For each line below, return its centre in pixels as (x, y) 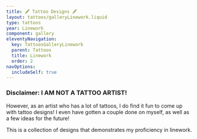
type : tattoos (24, 22)
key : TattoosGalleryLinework (47, 45)
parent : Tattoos (31, 50)
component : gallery (30, 34)
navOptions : (21, 67)
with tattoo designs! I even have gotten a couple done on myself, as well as (98, 112)
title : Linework (31, 56)
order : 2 (22, 61)
